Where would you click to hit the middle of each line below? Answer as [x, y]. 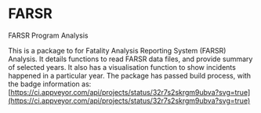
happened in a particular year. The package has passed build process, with [130, 75]
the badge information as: [50, 84]
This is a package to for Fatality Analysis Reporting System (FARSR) [117, 50]
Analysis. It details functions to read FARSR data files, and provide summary [130, 59]
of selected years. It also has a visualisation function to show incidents [122, 67]
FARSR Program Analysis [48, 35]
